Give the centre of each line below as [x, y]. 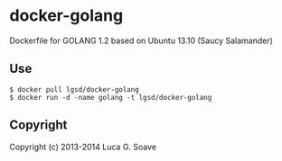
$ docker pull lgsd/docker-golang [75, 89]
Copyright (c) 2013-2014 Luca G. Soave [83, 147]
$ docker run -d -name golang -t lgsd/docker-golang [111, 97]
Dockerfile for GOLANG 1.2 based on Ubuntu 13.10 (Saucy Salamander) [141, 40]
